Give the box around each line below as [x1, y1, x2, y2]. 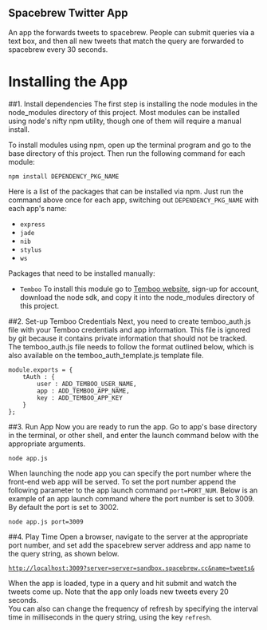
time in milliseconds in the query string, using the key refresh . [8, 612, 213, 622]
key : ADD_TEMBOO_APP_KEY [37, 393, 124, 402]
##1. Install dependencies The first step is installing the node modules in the [8, 99, 257, 109]
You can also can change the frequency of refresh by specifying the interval [8, 604, 258, 613]
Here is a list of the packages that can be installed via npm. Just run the [8, 186, 244, 196]
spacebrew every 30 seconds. [8, 44, 108, 54]
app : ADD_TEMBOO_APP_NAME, [37, 387, 130, 395]
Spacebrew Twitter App [8, 6, 128, 20]
